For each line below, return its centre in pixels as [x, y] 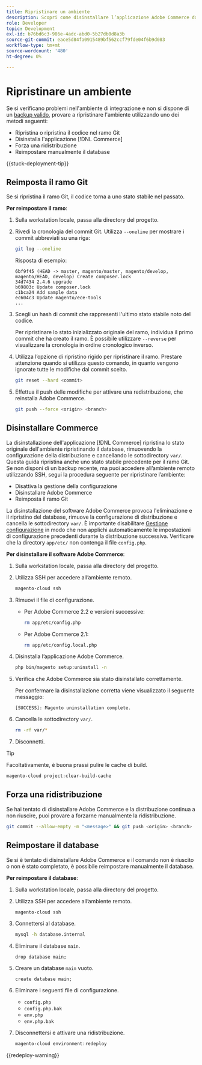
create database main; [43, 979]
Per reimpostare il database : [42, 877]
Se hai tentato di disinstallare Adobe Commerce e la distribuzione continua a [101, 809]
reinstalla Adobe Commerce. [50, 398]
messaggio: [29, 697]
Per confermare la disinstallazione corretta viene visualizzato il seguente [105, 691]
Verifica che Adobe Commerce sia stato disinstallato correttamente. [99, 679]
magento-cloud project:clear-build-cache [59, 776]
